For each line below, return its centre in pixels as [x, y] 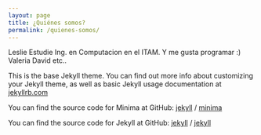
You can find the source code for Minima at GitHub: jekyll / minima [115, 108]
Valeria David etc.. [38, 60]
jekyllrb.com [28, 93]
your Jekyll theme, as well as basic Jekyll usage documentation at [115, 84]
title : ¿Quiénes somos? [47, 23]
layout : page [29, 15]
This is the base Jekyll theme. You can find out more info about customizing [130, 76]
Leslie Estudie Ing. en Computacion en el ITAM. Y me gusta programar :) [125, 53]
